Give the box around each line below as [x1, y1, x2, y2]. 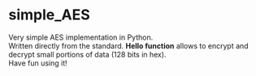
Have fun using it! [8, 58, 67, 68]
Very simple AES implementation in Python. [8, 32, 154, 42]
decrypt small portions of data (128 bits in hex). [8, 49, 167, 59]
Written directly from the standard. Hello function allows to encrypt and [8, 40, 249, 50]
